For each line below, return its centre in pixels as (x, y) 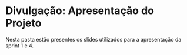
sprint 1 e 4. (19, 46)
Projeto (24, 23)
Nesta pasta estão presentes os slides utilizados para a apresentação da (93, 39)
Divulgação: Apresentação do (80, 11)
